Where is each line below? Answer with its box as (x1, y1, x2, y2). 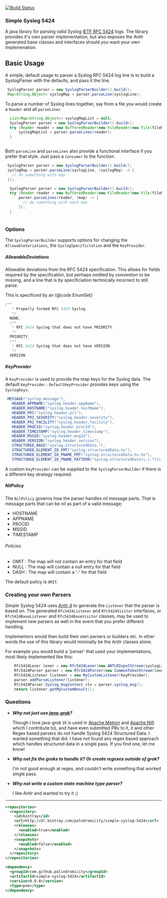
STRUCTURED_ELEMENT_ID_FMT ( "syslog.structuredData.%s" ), (11, 448, 133, 453)
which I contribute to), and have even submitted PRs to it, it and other (12, 725, 154, 731)
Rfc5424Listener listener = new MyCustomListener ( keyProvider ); (14, 673, 150, 678)
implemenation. (5, 44, 37, 50)
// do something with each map (23, 200, 88, 205)
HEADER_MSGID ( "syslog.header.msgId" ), (11, 434, 92, 439)
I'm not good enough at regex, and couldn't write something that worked (12, 765, 162, 772)
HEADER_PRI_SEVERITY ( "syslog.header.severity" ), (11, 415, 114, 420)
